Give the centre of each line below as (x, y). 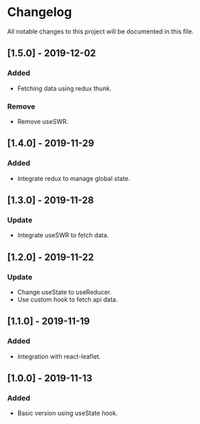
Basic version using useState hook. (67, 413)
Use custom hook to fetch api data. (67, 299)
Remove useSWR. (43, 121)
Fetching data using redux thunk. (65, 88)
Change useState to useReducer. (64, 292)
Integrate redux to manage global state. (74, 178)
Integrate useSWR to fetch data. (63, 235)
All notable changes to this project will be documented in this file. (101, 31)
